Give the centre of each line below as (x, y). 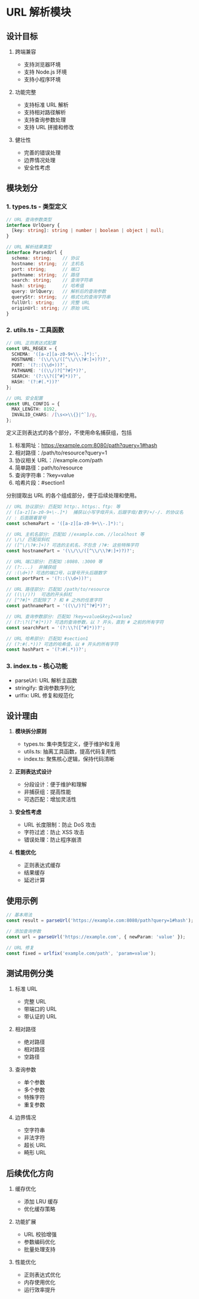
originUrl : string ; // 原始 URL (51, 308)
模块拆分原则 (30, 731)
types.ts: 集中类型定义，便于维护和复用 (72, 744)
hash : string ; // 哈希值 (48, 286)
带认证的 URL (40, 1017)
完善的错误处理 (42, 153)
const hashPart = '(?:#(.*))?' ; (46, 649)
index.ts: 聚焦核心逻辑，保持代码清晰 (69, 759)
